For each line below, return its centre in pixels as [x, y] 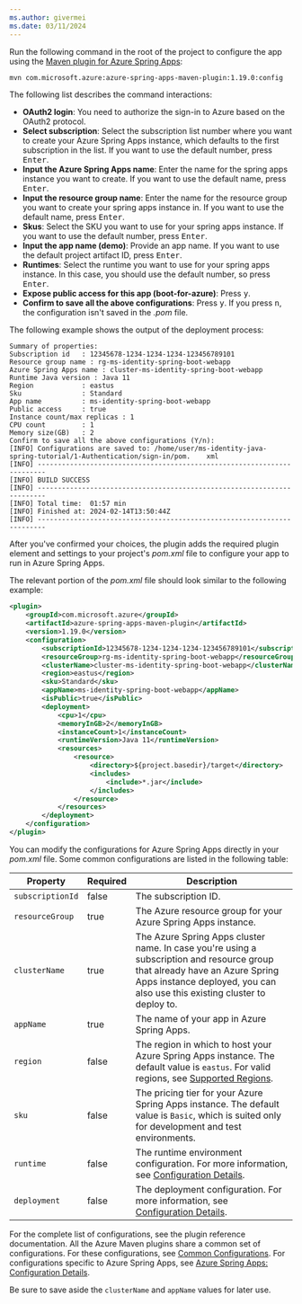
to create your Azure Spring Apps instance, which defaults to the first [151, 141]
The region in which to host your [204, 1044]
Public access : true [58, 410]
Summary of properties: [54, 347]
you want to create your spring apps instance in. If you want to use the [153, 208]
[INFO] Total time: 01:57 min [68, 504]
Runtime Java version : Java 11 [70, 378]
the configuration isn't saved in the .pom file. [105, 313]
